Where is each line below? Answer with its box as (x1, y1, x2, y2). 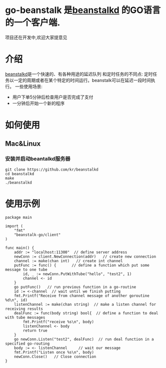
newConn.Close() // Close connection (14, 354, 97, 359)
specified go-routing (5, 341, 50, 346)
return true (23, 328, 48, 333)
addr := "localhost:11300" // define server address (14, 250, 127, 255)
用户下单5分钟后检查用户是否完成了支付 (12, 94, 94, 100)
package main (5, 215, 32, 220)
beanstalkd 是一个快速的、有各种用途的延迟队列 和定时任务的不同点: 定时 (5, 71, 153, 77)
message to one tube (5, 267, 48, 272)
